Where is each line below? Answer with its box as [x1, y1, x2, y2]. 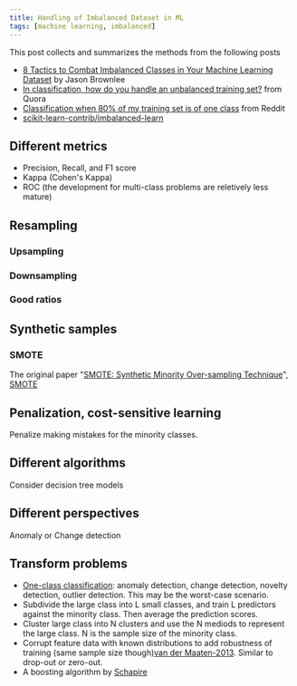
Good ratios [9, 294, 62, 306]
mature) [22, 191, 53, 202]
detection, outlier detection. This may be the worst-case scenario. [22, 590, 269, 601]
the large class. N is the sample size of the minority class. [22, 628, 238, 639]
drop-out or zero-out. [22, 657, 103, 668]
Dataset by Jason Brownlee [22, 73, 126, 84]
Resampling [9, 217, 79, 233]
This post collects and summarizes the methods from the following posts [9, 46, 281, 57]
